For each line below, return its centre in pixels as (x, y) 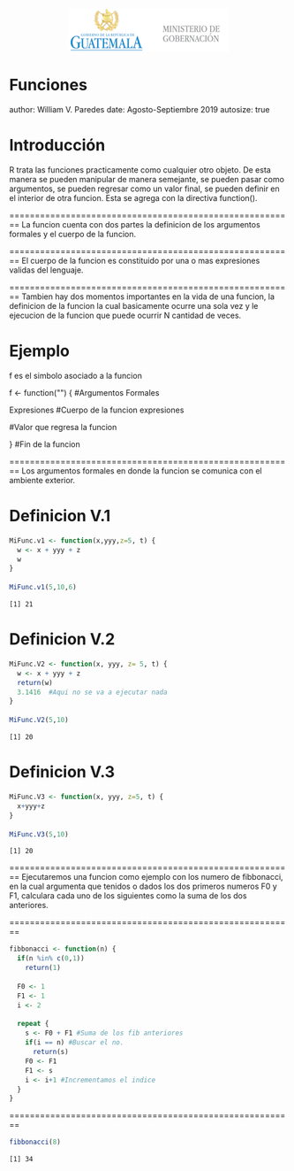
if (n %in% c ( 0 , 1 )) (51, 959)
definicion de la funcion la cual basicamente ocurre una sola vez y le (134, 305)
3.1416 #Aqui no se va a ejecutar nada (92, 692)
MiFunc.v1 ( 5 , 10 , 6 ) (43, 588)
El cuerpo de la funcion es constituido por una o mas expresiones (141, 260)
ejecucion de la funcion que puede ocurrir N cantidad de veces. (125, 315)
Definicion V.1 (60, 516)
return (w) (35, 682)
